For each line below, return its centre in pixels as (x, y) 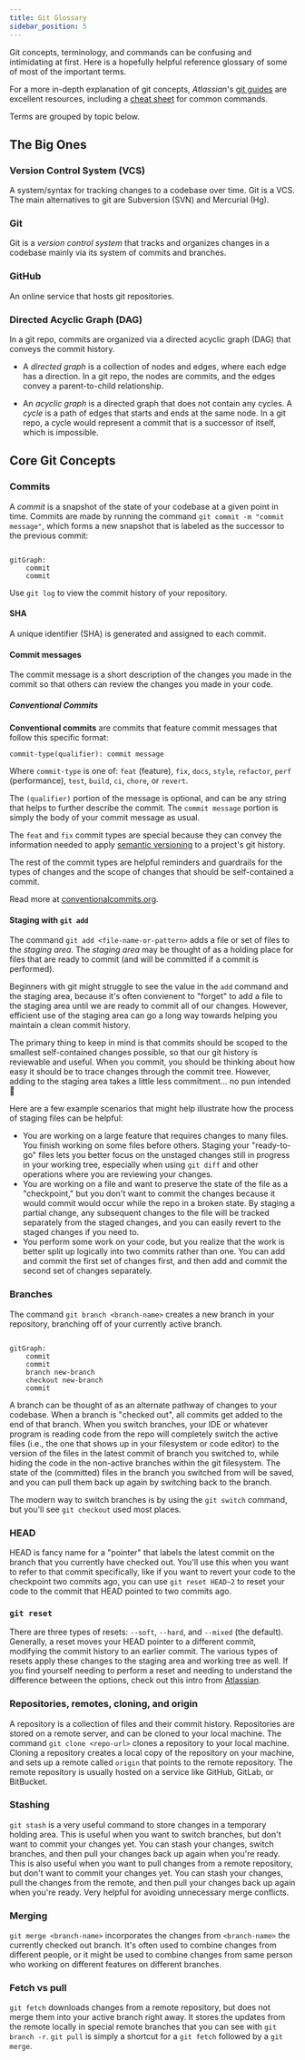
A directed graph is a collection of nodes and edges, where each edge (154, 367)
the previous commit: (49, 535)
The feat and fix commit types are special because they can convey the (146, 835)
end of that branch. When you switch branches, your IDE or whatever (139, 1424)
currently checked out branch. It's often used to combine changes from (143, 1945)
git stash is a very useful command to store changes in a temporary (138, 1824)
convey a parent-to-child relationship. (93, 386)
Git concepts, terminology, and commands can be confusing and (131, 52)
